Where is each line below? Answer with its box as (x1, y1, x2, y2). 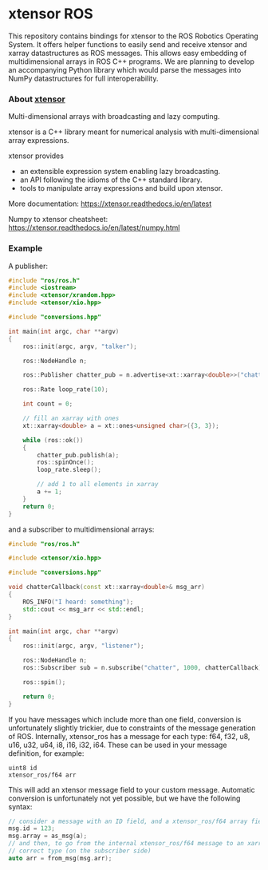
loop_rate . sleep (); (37, 466, 102, 474)
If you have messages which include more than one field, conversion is (8, 714, 242, 724)
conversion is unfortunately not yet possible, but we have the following (8, 793, 241, 803)
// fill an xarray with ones (22, 414, 120, 423)
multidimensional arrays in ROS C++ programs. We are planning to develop (8, 57, 255, 66)
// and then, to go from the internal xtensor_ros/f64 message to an (8, 840, 245, 848)
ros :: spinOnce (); (37, 458, 94, 467)
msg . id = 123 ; (8, 825, 56, 832)
